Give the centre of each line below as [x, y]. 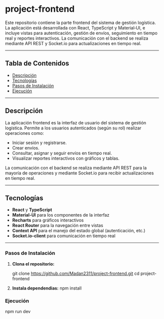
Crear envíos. [26, 147]
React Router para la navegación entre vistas [58, 225]
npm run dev [18, 311]
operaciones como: [24, 133]
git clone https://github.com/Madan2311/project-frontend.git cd [76, 273]
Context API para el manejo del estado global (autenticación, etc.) [79, 231]
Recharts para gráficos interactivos [48, 220]
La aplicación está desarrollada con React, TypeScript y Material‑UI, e [75, 27]
